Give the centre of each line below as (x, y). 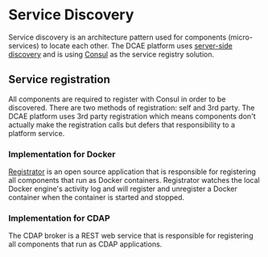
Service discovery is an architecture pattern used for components (118, 37)
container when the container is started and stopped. (97, 197)
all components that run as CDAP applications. (85, 244)
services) (24, 45)
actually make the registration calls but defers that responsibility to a (122, 124)
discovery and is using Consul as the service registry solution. (111, 54)
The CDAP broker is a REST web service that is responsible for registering (131, 236)
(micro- (241, 37)
